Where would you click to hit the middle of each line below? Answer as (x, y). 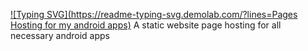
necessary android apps (60, 35)
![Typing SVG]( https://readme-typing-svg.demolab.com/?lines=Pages (154, 14)
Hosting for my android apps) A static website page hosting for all (146, 25)
